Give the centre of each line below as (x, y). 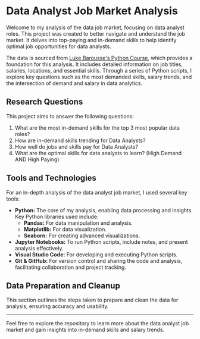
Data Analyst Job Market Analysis (92, 11)
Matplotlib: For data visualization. (65, 229)
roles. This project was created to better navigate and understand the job (96, 33)
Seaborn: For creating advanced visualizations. (82, 236)
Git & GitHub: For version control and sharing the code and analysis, (99, 260)
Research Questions (45, 102)
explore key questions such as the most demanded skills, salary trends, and (99, 77)
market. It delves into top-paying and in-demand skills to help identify (91, 40)
